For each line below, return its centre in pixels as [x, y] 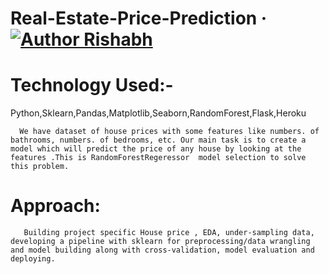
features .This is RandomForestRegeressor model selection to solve [158, 158]
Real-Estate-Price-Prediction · [139, 18]
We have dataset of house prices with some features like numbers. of [169, 132]
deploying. [33, 259]
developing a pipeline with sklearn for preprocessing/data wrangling [160, 242]
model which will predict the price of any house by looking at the [156, 149]
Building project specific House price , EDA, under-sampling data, [169, 233]
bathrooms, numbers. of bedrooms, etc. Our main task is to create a [158, 140]
